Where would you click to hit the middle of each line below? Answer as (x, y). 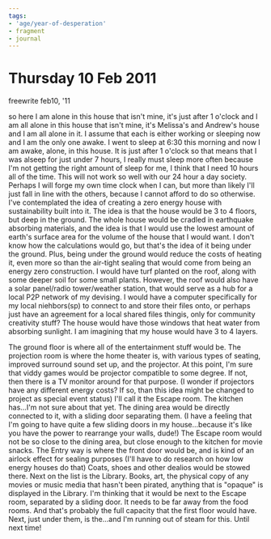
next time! (25, 528)
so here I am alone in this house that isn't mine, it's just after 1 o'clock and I (133, 117)
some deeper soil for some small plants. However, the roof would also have (133, 280)
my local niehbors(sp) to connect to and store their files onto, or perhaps (129, 306)
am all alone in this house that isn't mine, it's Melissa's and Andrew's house (134, 125)
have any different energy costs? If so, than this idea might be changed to (131, 390)
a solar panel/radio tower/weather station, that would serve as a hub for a (131, 289)
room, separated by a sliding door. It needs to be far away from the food (129, 502)
